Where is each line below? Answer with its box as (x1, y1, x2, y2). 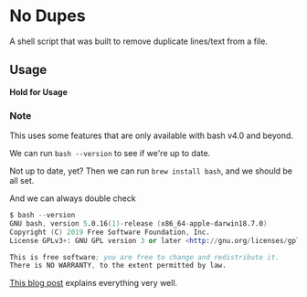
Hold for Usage (9, 86, 69, 97)
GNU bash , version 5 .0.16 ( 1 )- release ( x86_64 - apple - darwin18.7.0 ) (9, 218, 268, 228)
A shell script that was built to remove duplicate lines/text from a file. (9, 36, 268, 47)
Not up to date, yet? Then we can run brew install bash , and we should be (9, 165, 293, 176)
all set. (9, 175, 35, 186)
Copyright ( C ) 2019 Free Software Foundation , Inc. (9, 228, 210, 237)
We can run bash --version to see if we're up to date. (9, 148, 211, 159)
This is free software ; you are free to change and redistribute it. (9, 252, 281, 261)
